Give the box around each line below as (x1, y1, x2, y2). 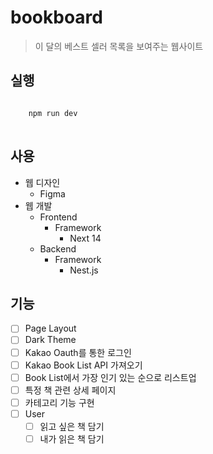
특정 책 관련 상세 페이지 (24, 384, 117, 396)
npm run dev (28, 108, 78, 118)
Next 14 (69, 232, 102, 244)
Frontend (39, 211, 78, 223)
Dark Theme (24, 334, 77, 346)
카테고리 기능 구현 (24, 396, 95, 408)
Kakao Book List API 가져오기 (24, 359, 143, 371)
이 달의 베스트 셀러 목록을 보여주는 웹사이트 (34, 40, 204, 52)
